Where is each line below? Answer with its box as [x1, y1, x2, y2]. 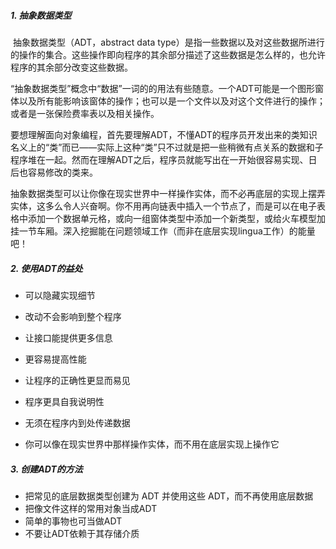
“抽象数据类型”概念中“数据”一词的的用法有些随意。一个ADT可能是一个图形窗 [10, 82, 325, 94]
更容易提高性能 [24, 353, 87, 365]
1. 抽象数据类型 [10, 9, 72, 21]
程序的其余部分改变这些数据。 [10, 61, 133, 73]
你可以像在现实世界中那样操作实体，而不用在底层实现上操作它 [24, 438, 280, 450]
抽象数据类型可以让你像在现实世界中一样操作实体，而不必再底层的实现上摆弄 [10, 187, 326, 199]
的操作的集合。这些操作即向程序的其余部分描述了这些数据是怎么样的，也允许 [10, 48, 326, 60]
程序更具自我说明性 [24, 395, 105, 407]
